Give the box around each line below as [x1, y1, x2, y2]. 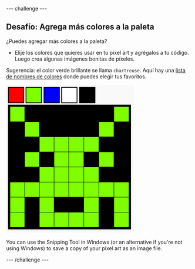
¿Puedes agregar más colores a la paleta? [6, 38, 107, 45]
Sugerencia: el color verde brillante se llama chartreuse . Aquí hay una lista [6, 67, 186, 74]
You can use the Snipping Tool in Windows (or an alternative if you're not [6, 238, 183, 245]
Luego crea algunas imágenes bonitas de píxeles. [14, 55, 135, 62]
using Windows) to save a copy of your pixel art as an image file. [6, 244, 163, 252]
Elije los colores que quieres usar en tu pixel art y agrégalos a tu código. [14, 49, 189, 56]
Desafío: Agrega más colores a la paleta [6, 22, 154, 32]
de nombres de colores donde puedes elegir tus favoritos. [6, 73, 147, 80]
